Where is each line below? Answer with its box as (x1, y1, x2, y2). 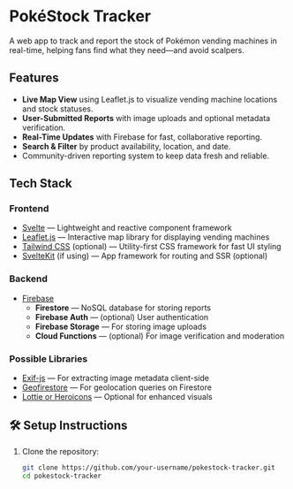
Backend (9, 272, 49, 285)
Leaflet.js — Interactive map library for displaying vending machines (21, 232, 270, 242)
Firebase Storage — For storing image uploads (34, 321, 207, 332)
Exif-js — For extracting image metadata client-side (21, 373, 210, 384)
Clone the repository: (21, 446, 100, 456)
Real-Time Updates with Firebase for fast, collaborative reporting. (21, 131, 263, 142)
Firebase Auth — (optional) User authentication (34, 311, 209, 322)
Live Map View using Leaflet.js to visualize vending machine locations (21, 94, 278, 104)
